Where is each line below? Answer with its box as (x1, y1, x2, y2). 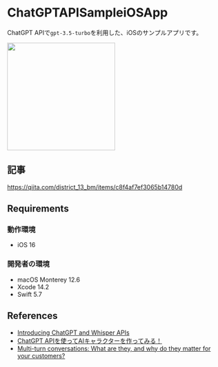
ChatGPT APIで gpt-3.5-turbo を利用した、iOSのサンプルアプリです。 (7, 28, 203, 36)
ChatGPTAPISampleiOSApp (7, 5, 168, 21)
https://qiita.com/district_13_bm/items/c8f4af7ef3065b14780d (7, 182, 183, 191)
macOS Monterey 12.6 (17, 275, 81, 284)
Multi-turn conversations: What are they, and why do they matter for (17, 344, 211, 353)
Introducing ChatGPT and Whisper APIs (17, 328, 130, 337)
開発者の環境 (7, 260, 50, 269)
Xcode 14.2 (17, 282, 50, 291)
